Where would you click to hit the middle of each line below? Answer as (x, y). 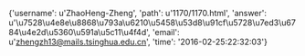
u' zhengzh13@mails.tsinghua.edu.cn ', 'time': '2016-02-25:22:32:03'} (138, 42)
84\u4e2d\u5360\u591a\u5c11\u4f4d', (80, 32)
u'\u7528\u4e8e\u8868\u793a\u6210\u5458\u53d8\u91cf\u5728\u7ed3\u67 (152, 23)
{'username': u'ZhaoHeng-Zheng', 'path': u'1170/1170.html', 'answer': (137, 13)
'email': (166, 32)
